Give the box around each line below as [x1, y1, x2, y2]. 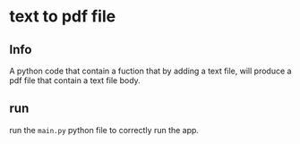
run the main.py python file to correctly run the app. [9, 124, 200, 135]
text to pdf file [9, 6, 116, 27]
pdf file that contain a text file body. [9, 75, 141, 86]
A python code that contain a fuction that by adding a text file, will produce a [9, 65, 292, 76]
